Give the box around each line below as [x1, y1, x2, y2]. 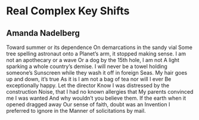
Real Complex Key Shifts [6, 4, 130, 18]
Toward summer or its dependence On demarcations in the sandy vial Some [6, 44, 192, 51]
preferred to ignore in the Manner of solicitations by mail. [6, 107, 146, 114]
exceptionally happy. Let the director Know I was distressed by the [6, 82, 170, 89]
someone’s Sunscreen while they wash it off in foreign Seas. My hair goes [6, 69, 188, 76]
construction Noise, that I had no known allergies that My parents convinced [6, 88, 194, 95]
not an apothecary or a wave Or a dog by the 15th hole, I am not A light [6, 57, 180, 63]
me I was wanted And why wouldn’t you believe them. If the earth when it [6, 94, 186, 101]
